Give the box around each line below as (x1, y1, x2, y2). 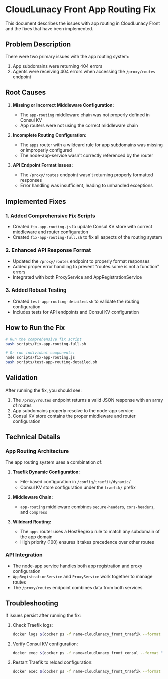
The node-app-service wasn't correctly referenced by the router (20, 152, 154, 158)
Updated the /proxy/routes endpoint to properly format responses (12, 258, 150, 264)
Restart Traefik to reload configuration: (12, 659, 93, 665)
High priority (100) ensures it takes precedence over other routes (20, 539, 154, 545)
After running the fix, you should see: (5, 387, 82, 393)
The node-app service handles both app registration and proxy (12, 563, 143, 569)
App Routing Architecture (5, 448, 69, 455)
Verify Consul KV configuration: (12, 641, 78, 647)
